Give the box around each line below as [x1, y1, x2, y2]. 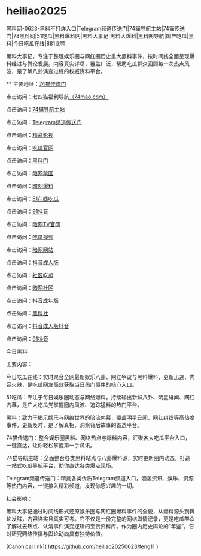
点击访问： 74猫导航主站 [6, 106, 65, 113]
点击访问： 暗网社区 [6, 284, 54, 291]
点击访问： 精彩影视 [6, 131, 54, 139]
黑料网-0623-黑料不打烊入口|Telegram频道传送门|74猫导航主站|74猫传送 [6, 25, 185, 32]
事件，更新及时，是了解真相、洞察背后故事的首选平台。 [6, 421, 142, 428]
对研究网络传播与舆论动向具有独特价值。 [6, 530, 106, 537]
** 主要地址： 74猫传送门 [6, 80, 67, 88]
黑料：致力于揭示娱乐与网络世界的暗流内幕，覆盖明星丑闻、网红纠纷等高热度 [6, 414, 195, 421]
